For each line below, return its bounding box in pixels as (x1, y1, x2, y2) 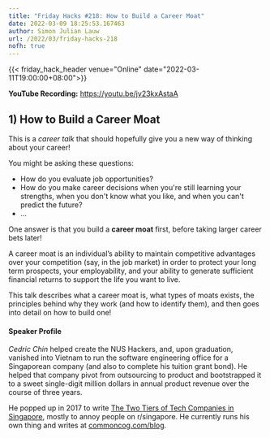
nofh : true (8, 42, 45, 50)
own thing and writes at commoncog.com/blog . (8, 420, 167, 431)
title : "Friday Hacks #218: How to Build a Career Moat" (8, 11, 205, 20)
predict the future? (19, 200, 83, 210)
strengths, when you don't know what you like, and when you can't (19, 191, 245, 201)
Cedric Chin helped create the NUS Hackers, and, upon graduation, (8, 345, 234, 354)
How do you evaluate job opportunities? (19, 174, 154, 184)
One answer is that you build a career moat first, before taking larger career (8, 224, 262, 234)
